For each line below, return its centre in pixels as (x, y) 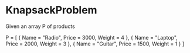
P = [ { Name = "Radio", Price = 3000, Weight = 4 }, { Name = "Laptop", (92, 37)
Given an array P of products (40, 26)
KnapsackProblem (51, 10)
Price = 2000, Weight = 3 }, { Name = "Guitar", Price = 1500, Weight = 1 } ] (95, 44)
